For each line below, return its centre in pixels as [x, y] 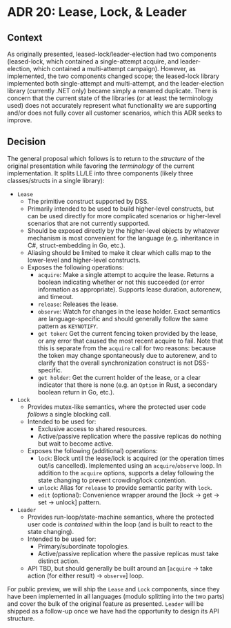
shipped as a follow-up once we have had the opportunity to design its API [113, 611]
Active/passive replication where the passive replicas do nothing [130, 436]
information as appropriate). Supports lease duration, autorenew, [130, 289]
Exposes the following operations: [76, 267]
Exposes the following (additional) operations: [92, 450]
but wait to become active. [76, 444]
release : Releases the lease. [78, 304]
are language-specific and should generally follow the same [123, 318]
